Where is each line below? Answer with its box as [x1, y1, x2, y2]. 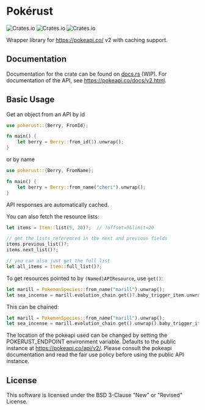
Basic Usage [6, 95, 55, 105]
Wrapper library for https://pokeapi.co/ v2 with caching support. [6, 36, 168, 43]
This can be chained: [6, 303, 59, 311]
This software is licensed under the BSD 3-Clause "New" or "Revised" [6, 392, 183, 399]
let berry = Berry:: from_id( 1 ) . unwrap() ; [17, 139, 124, 145]
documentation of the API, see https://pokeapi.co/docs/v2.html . [6, 76, 167, 84]
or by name [6, 156, 35, 163]
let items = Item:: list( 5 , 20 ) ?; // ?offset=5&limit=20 [6, 225, 154, 231]
